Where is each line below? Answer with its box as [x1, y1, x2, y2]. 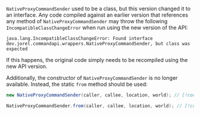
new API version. [6, 63, 48, 70]
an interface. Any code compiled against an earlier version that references [6, 11, 189, 18]
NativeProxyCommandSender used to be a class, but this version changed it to [6, 5, 191, 12]
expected [6, 46, 28, 52]
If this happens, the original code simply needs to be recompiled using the [6, 57, 188, 63]
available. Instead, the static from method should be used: [6, 80, 148, 88]
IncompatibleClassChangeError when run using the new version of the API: [6, 24, 188, 31]
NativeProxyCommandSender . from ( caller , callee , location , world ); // [6, 102, 183, 109]
